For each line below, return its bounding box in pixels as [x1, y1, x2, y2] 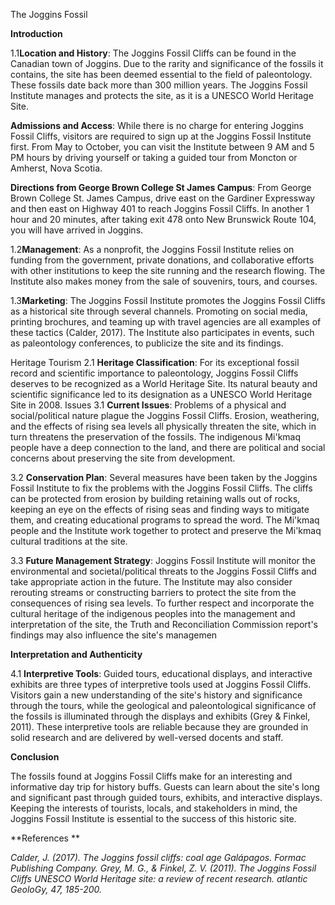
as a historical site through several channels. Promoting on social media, [10, 305, 308, 317]
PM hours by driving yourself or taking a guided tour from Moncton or [10, 152, 298, 163]
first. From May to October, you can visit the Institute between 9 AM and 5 [10, 141, 315, 153]
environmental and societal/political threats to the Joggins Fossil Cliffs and [10, 565, 317, 577]
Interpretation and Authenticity [10, 649, 143, 660]
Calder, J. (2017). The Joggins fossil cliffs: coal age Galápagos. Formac [10, 852, 307, 863]
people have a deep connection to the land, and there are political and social [10, 442, 326, 453]
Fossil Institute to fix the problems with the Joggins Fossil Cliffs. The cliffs [10, 482, 313, 494]
